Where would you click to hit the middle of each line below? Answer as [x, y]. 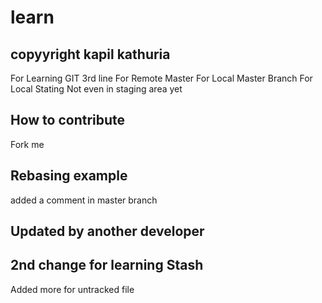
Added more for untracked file [72, 289]
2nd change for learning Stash [107, 265]
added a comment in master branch [84, 200]
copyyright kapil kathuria [90, 54]
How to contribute [68, 120]
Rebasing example [69, 176]
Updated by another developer [107, 231]
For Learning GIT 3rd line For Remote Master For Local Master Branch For [161, 78]
